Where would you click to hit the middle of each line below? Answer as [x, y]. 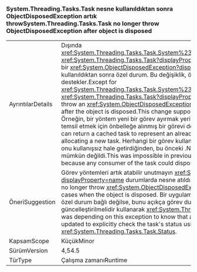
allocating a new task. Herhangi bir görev [118, 141]
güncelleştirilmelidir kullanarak [103, 210]
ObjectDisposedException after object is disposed [79, 31]
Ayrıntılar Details [31, 104]
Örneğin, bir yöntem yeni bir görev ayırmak [120, 119]
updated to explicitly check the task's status [122, 224]
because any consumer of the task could [118, 163]
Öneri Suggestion [32, 202]
